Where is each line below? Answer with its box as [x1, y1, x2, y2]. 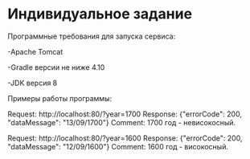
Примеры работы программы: [7, 93, 113, 103]
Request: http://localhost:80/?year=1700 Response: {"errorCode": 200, [7, 109, 243, 119]
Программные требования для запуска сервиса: [7, 31, 176, 41]
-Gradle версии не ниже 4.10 [7, 62, 105, 72]
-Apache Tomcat [7, 47, 64, 56]
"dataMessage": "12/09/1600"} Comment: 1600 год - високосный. [7, 141, 228, 151]
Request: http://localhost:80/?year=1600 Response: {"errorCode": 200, [7, 133, 243, 143]
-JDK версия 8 [7, 78, 58, 88]
